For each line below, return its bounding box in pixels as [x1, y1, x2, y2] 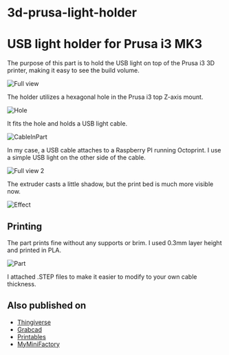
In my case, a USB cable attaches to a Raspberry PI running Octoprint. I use [7, 146, 221, 154]
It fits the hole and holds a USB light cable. [7, 119, 128, 128]
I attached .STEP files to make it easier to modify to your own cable [7, 273, 197, 281]
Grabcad [17, 325, 43, 334]
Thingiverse [17, 318, 52, 326]
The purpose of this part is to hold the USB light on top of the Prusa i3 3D [7, 59, 215, 67]
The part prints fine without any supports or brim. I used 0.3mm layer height [7, 238, 222, 247]
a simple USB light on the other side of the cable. [7, 153, 146, 162]
